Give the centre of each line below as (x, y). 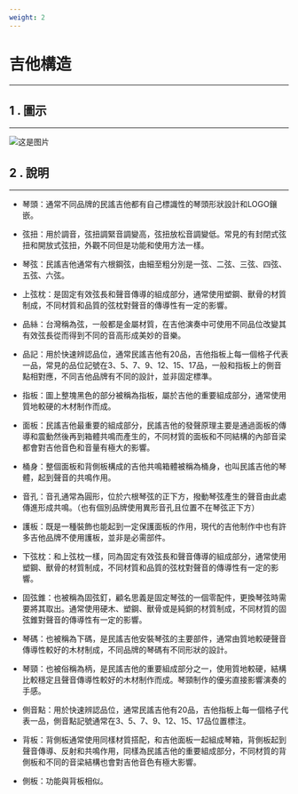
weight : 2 (27, 17)
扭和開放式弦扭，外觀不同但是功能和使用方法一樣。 (115, 245)
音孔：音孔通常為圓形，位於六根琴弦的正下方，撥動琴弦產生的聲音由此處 (154, 497)
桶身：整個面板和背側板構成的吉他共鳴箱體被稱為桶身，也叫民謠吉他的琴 (154, 467)
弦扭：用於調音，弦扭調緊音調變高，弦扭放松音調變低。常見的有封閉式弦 (154, 234)
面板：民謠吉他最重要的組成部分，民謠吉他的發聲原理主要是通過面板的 (150, 425)
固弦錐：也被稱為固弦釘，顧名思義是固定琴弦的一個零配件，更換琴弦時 (150, 598)
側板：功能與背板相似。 (65, 781)
